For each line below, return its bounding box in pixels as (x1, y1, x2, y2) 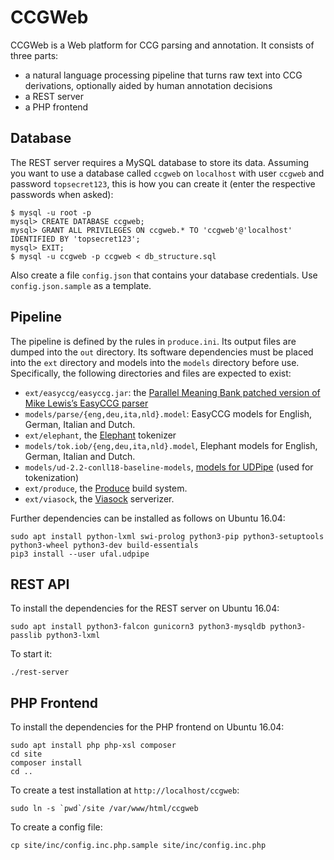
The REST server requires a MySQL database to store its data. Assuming (10, 156, 310, 168)
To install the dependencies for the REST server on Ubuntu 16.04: (10, 602, 280, 615)
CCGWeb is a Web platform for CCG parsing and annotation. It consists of (10, 39, 315, 51)
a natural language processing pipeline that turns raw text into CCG (24, 69, 303, 81)
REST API (10, 576, 70, 593)
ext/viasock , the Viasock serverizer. (24, 492, 175, 505)
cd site (10, 749, 43, 760)
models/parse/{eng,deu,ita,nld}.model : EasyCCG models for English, (24, 407, 313, 420)
